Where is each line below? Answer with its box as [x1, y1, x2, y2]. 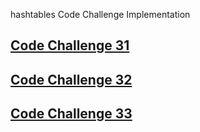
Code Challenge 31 [10, 37, 130, 54]
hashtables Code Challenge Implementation [10, 9, 191, 20]
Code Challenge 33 [10, 105, 133, 123]
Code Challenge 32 [10, 71, 133, 88]
